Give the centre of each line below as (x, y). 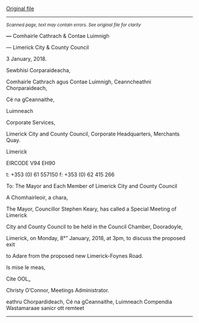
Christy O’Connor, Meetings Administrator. (58, 290)
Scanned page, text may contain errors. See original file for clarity (73, 25)
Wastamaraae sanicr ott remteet (45, 308)
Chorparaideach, (27, 88)
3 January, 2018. (27, 59)
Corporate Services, (31, 122)
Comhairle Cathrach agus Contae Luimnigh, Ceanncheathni (79, 82)
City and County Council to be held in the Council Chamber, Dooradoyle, (94, 227)
